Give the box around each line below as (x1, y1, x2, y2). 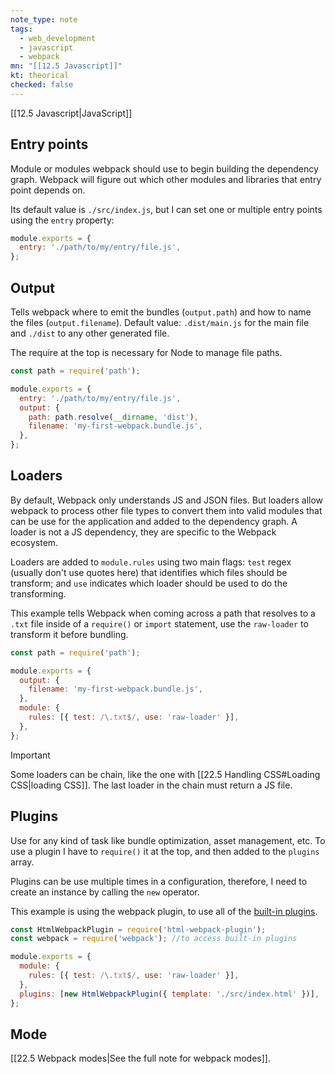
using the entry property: (10, 214, 115, 226)
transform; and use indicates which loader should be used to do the (10, 577, 288, 589)
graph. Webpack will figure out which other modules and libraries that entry (10, 173, 322, 185)
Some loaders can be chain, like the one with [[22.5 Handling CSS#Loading (10, 768, 321, 780)
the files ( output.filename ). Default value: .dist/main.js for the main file (10, 317, 310, 328)
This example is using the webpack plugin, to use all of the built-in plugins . (10, 905, 318, 917)
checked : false (10, 80, 74, 90)
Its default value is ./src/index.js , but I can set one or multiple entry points (10, 203, 323, 215)
